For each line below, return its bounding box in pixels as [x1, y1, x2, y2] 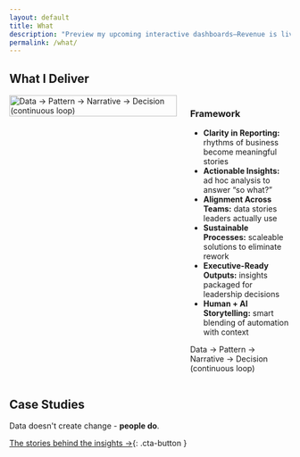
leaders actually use [203, 213, 278, 224]
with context [203, 327, 249, 337]
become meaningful [203, 146, 278, 157]
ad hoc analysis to [203, 175, 271, 186]
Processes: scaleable [203, 232, 284, 243]
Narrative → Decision [190, 353, 269, 364]
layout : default [9, 12, 70, 22]
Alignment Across [203, 194, 272, 205]
